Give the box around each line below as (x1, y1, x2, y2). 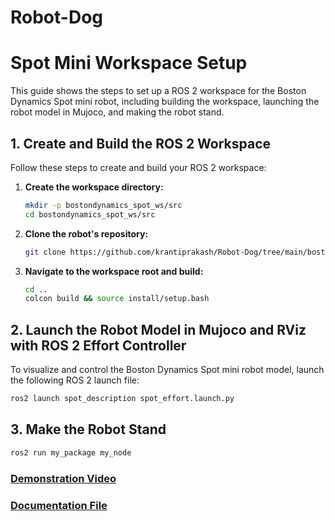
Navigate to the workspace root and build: (24, 265, 204, 277)
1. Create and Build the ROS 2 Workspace (10, 135, 272, 152)
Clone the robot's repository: (24, 227, 149, 240)
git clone (24, 247, 67, 257)
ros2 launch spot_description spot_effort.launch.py (10, 394, 235, 404)
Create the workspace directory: (24, 181, 164, 193)
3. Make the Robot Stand (10, 421, 167, 438)
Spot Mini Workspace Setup (10, 52, 248, 75)
